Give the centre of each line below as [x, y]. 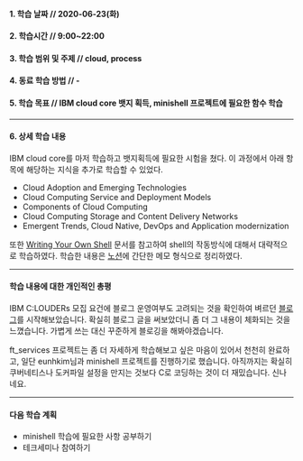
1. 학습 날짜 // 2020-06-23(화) [64, 14]
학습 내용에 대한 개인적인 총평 [60, 286]
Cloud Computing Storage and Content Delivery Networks [130, 216]
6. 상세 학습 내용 [38, 136]
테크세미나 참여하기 [56, 447]
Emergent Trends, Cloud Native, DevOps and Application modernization [156, 226]
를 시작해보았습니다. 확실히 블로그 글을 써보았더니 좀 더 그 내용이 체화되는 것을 [154, 319]
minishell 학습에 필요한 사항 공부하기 [87, 437]
